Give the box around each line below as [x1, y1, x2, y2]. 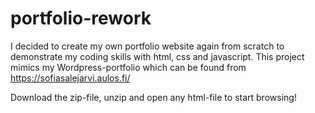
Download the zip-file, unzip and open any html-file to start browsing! [10, 91, 297, 103]
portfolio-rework [10, 7, 152, 30]
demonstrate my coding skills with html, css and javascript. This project [10, 50, 305, 62]
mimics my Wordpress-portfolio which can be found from [10, 61, 247, 73]
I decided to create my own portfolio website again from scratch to [10, 40, 285, 52]
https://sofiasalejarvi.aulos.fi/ [10, 72, 131, 84]
